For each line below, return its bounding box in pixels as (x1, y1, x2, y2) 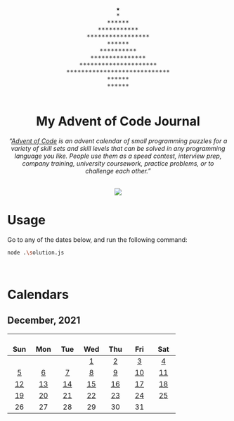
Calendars (7, 286, 69, 303)
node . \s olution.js (7, 249, 65, 256)
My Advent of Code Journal (36, 114, 200, 130)
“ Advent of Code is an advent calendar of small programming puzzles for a (8, 136, 228, 145)
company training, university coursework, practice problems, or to (22, 159, 214, 167)
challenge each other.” (85, 166, 151, 175)
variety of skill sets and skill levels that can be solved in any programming (11, 144, 226, 152)
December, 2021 (7, 315, 81, 327)
